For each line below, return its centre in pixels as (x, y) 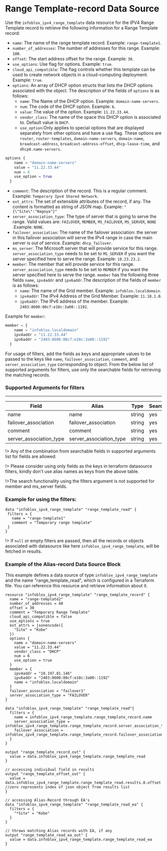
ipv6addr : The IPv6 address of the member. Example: (74, 301)
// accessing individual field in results (50, 770)
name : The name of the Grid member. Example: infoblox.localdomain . (90, 291)
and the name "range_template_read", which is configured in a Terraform (80, 580)
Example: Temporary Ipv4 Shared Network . (55, 196)
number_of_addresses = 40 (37, 604)
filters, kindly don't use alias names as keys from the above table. (72, 471)
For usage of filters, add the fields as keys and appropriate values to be (78, 354)
